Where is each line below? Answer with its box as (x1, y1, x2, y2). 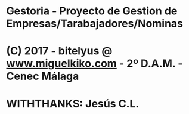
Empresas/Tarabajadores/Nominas (6, 17, 184, 30)
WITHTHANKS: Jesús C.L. (6, 97, 140, 110)
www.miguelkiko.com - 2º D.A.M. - (6, 57, 183, 70)
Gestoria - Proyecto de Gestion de (6, 4, 178, 18)
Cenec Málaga (6, 70, 79, 83)
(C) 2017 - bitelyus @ (6, 44, 113, 58)
